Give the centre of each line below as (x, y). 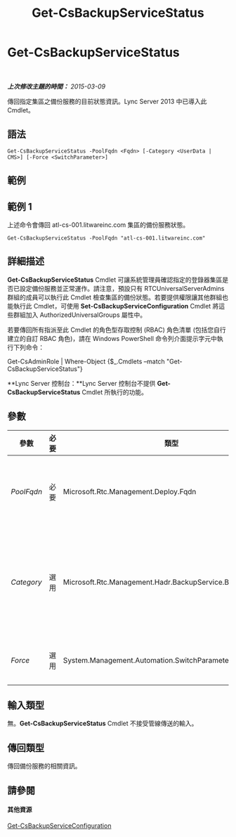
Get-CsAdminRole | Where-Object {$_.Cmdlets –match (86, 361)
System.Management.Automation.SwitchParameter (147, 660)
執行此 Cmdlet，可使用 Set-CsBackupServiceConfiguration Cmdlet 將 (116, 306)
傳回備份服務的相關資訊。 (44, 766)
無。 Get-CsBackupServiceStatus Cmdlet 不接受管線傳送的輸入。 (103, 724)
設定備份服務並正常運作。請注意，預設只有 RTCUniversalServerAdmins (122, 288)
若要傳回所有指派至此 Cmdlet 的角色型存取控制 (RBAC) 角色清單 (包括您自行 (117, 330)
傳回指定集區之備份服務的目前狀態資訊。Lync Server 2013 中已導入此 (107, 101)
